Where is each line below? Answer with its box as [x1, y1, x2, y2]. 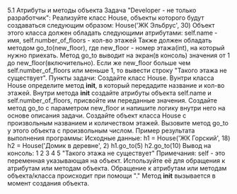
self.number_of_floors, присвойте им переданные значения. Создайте [7, 96, 218, 105]
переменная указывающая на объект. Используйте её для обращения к [7, 156, 226, 165]
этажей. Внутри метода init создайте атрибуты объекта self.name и [7, 89, 212, 97]
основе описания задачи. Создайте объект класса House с [7, 111, 187, 120]
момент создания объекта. [7, 179, 90, 187]
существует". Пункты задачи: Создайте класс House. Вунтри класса [7, 74, 214, 82]
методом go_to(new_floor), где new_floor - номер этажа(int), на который [7, 44, 225, 52]
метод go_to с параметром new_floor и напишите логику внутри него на [7, 104, 226, 112]
